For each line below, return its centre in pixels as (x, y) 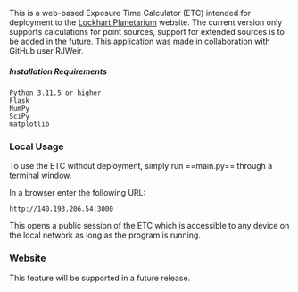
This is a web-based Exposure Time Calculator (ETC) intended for (130, 13)
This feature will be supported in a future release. (100, 278)
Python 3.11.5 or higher (55, 93)
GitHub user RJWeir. (46, 51)
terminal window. (41, 175)
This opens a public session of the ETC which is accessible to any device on (149, 226)
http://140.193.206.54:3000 (62, 209)
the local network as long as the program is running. (105, 235)
